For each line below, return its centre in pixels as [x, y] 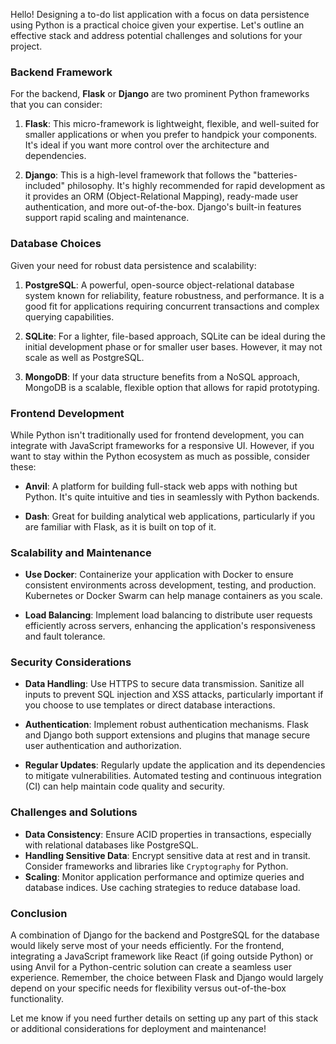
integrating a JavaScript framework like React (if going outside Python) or [162, 956]
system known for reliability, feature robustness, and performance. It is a [174, 295]
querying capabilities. [69, 316]
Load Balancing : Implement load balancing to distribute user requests [168, 615]
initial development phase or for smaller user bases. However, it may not [173, 346]
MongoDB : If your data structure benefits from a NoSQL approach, [162, 376]
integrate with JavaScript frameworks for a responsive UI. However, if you [162, 445]
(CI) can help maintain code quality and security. [125, 786]
